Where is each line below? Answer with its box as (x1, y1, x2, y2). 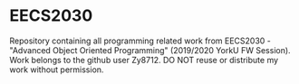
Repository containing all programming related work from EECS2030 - (9, 35, 272, 46)
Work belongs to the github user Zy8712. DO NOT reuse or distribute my (9, 54, 279, 65)
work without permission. (9, 64, 104, 75)
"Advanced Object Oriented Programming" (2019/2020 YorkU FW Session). (9, 44, 292, 55)
